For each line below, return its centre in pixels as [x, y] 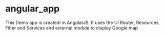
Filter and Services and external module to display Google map [72, 27]
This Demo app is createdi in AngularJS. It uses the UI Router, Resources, [83, 22]
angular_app [33, 9]
